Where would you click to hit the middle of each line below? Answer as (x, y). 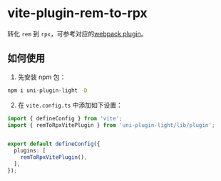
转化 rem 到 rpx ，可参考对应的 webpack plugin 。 (77, 33)
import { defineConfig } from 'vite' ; (65, 118)
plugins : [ (30, 151)
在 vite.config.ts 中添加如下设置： (70, 105)
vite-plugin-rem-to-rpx (77, 13)
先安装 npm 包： (42, 77)
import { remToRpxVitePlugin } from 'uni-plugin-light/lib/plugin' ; (111, 125)
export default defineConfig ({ (54, 144)
